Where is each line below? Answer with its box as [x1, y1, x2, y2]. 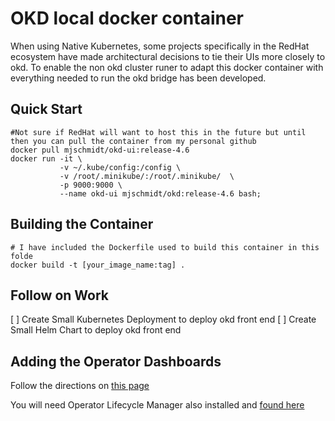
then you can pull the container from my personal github [10, 136, 257, 146]
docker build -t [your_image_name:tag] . [10, 260, 186, 270]
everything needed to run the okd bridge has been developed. [10, 72, 267, 84]
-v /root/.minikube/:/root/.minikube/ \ [59, 171, 235, 181]
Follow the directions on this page [10, 380, 150, 392]
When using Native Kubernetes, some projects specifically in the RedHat [10, 40, 310, 52]
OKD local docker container [10, 7, 244, 30]
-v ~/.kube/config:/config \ [59, 162, 182, 172]
